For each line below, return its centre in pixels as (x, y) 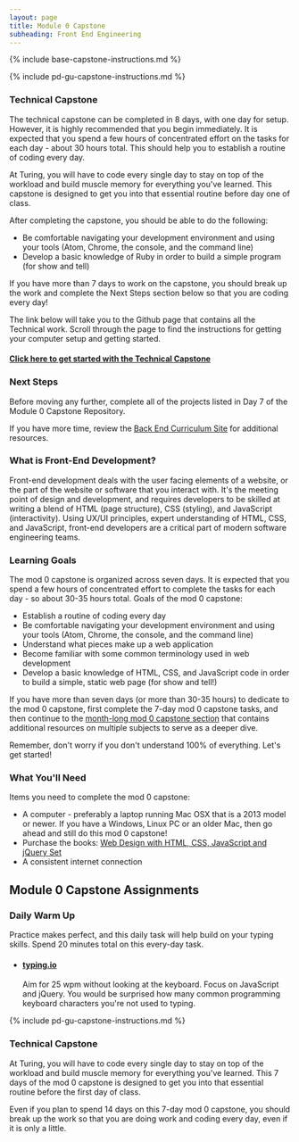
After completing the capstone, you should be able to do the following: (139, 220)
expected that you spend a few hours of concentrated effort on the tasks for (149, 138)
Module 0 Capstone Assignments (104, 890)
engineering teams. (45, 537)
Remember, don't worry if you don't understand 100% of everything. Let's (145, 745)
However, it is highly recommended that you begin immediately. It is (133, 128)
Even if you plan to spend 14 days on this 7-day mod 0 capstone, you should (150, 1109)
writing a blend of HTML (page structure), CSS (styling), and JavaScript (141, 509)
